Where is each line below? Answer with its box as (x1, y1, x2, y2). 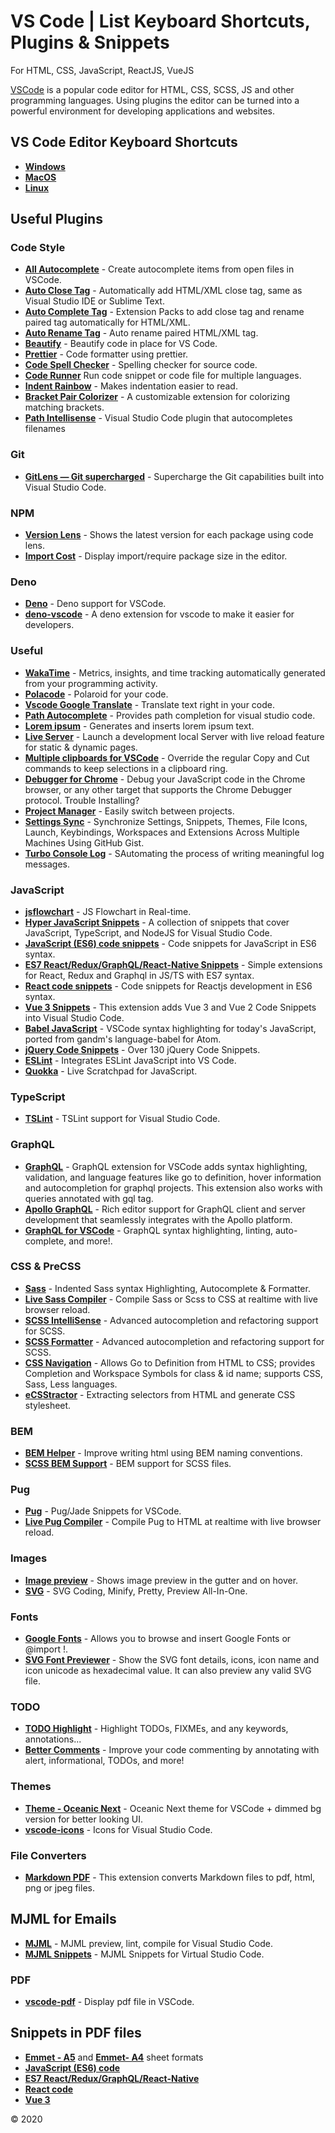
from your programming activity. (24, 677, 158, 689)
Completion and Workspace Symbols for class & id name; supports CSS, (24, 1367, 324, 1379)
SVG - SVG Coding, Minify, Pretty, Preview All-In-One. (24, 1585, 248, 1597)
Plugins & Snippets (10, 31, 170, 54)
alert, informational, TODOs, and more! (24, 1755, 185, 1767)
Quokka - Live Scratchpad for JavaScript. (24, 1065, 198, 1077)
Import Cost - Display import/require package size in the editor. (24, 550, 288, 562)
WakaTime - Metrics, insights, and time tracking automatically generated (24, 666, 326, 679)
